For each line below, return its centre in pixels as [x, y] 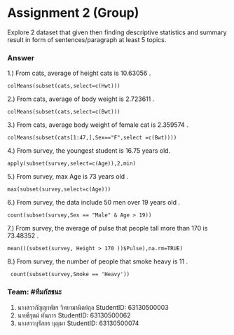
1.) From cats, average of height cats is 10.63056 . [79, 73]
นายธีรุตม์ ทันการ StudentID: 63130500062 [74, 315]
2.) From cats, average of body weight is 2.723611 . [81, 99]
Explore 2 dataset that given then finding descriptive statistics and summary [117, 32]
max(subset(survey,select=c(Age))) [59, 190]
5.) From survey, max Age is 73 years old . [68, 177]
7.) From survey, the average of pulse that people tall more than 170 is [108, 228]
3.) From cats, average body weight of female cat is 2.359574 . [98, 125]
